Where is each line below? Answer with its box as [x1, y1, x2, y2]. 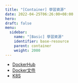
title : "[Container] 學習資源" [5, 7, 66, 12]
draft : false [5, 21, 32, 26]
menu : [5, 25, 16, 30]
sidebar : [9, 30, 27, 35]
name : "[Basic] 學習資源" [14, 35, 64, 40]
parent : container [14, 43, 52, 48]
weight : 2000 [14, 48, 41, 53]
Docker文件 [12, 67, 36, 73]
